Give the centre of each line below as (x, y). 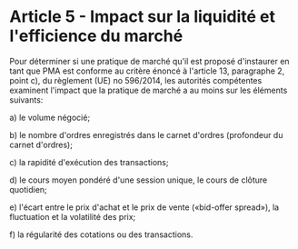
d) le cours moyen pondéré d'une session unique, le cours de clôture (139, 180)
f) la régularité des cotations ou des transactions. (101, 234)
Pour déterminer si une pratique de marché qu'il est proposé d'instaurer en (149, 61)
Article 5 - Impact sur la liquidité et (142, 17)
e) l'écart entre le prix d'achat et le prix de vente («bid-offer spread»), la (144, 207)
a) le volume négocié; (50, 117)
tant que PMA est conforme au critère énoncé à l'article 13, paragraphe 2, (147, 71)
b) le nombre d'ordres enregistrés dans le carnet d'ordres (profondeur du (146, 134)
